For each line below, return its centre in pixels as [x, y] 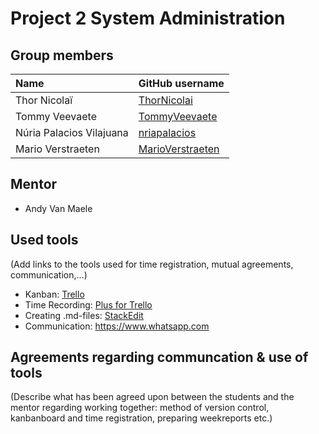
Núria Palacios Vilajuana [72, 132]
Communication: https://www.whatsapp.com [117, 326]
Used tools [44, 240]
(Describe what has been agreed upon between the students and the [152, 397]
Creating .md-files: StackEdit [84, 315]
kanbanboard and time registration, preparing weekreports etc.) [141, 418]
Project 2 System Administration [148, 18]
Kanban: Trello [54, 294]
